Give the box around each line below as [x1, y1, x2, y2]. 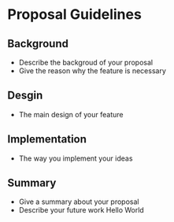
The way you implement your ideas [18, 154, 133, 163]
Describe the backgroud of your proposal [18, 57, 154, 67]
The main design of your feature [18, 109, 124, 119]
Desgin [7, 89, 43, 102]
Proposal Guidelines [7, 6, 143, 24]
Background [7, 37, 68, 50]
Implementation [7, 132, 87, 146]
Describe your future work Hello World [18, 205, 145, 215]
